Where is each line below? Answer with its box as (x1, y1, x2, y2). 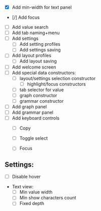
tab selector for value (19, 87, 64, 93)
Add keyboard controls (12, 115, 60, 121)
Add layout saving (19, 58, 57, 64)
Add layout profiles (12, 52, 51, 58)
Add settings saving (19, 47, 61, 53)
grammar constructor (19, 98, 64, 104)
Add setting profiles (19, 41, 61, 47)
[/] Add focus (12, 15, 40, 21)
